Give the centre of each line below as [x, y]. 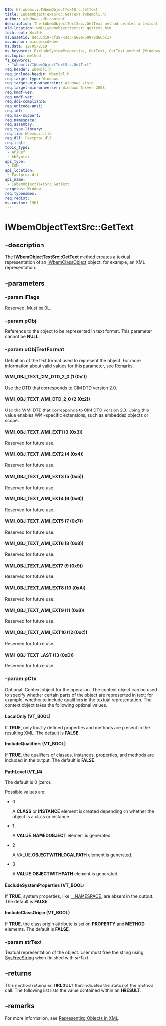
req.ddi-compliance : [26, 102]
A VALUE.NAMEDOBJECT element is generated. [62, 836]
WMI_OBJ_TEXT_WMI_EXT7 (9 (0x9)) [44, 566]
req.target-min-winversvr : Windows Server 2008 [55, 88]
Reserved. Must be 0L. [28, 308]
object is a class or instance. [41, 817]
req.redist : [17, 198]
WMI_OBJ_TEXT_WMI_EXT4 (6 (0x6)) [44, 499]
